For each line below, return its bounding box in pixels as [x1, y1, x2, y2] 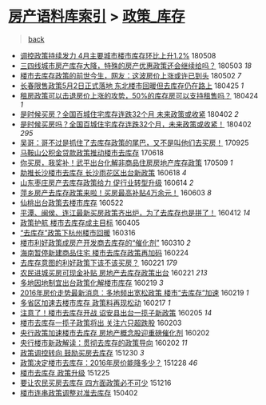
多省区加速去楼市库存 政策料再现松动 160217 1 [19, 298, 171, 307]
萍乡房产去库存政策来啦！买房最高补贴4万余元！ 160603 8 [19, 187, 212, 197]
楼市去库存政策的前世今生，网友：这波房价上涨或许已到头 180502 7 [19, 70, 242, 80]
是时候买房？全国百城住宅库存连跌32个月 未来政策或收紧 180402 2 [19, 109, 239, 118]
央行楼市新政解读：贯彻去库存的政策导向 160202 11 [19, 338, 188, 347]
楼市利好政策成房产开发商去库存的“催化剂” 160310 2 [19, 238, 191, 247]
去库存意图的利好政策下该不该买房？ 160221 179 [19, 258, 177, 267]
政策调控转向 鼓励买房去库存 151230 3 [19, 347, 145, 357]
